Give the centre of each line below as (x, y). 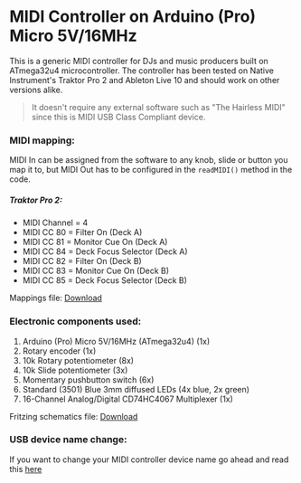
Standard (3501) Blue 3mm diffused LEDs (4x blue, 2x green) (136, 389)
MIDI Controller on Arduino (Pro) (132, 17)
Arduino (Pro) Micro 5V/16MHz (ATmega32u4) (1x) (116, 341)
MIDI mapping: (42, 140)
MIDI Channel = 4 (55, 223)
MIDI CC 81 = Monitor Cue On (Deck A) (95, 242)
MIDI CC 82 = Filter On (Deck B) (82, 261)
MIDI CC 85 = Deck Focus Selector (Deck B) (105, 280)
